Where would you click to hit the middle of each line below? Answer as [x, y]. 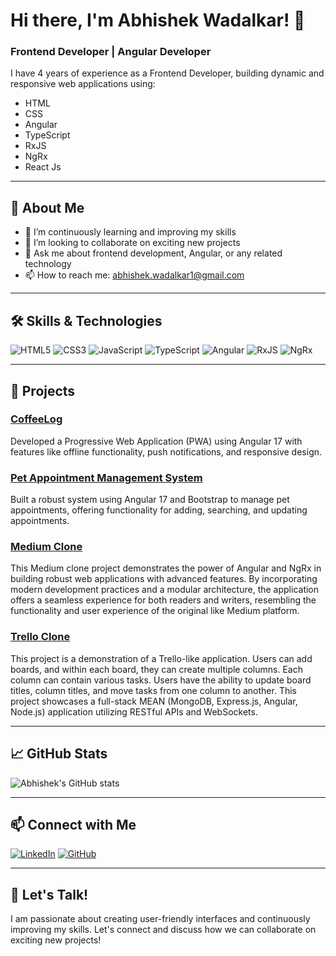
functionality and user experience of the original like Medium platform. [155, 611]
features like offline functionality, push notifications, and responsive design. [166, 451]
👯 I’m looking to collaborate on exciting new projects [132, 243]
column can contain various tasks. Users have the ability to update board [161, 680]
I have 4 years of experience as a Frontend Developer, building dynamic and [167, 73]
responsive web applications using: [83, 84]
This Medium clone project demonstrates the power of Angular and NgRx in [166, 568]
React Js [43, 167]
